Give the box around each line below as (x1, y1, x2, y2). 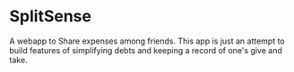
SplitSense (9, 6, 92, 27)
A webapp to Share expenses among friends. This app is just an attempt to (9, 36, 285, 46)
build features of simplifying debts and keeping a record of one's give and (9, 44, 282, 55)
